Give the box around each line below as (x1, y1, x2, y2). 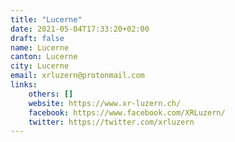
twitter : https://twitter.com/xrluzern (28, 117, 195, 127)
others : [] (28, 89, 74, 99)
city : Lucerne (10, 61, 70, 71)
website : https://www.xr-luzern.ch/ (28, 98, 182, 108)
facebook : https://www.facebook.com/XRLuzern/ (28, 107, 226, 118)
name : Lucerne (10, 42, 70, 53)
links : (10, 80, 38, 90)
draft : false (10, 33, 65, 43)
